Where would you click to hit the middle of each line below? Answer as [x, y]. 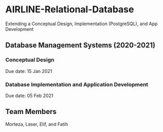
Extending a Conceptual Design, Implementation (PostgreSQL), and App [81, 24]
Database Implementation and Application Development [77, 84]
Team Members [31, 112]
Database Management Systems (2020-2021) [80, 45]
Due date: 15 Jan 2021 [29, 71]
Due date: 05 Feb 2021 [29, 96]
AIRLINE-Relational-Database [70, 10]
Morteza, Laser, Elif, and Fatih [37, 124]
